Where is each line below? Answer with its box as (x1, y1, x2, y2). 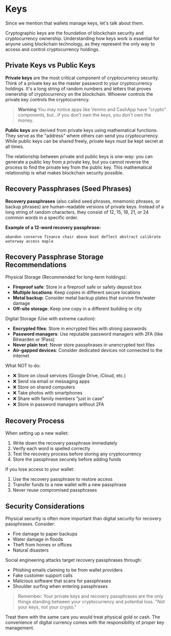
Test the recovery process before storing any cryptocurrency (12, 451, 142, 457)
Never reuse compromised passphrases (12, 487, 97, 493)
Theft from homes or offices (12, 542, 72, 547)
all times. (5, 143, 25, 149)
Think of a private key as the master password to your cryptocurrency (5, 80, 153, 86)
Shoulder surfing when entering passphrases (12, 583, 108, 589)
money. (17, 117, 34, 123)
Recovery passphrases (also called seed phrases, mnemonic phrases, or (5, 198, 160, 204)
